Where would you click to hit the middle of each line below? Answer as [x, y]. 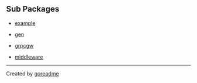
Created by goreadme [33, 73]
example [25, 23]
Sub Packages [33, 9]
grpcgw [24, 45]
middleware [29, 57]
